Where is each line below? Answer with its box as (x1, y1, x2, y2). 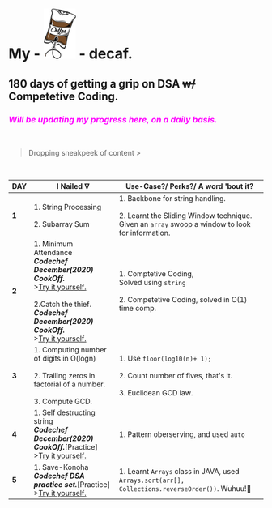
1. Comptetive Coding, (118, 269, 194, 279)
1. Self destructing (33, 408, 96, 417)
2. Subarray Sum (33, 219, 91, 228)
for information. (118, 228, 171, 237)
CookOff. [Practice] (33, 442, 99, 452)
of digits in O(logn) (33, 353, 96, 364)
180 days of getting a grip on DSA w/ (8, 77, 196, 91)
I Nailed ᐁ (56, 181, 90, 191)
